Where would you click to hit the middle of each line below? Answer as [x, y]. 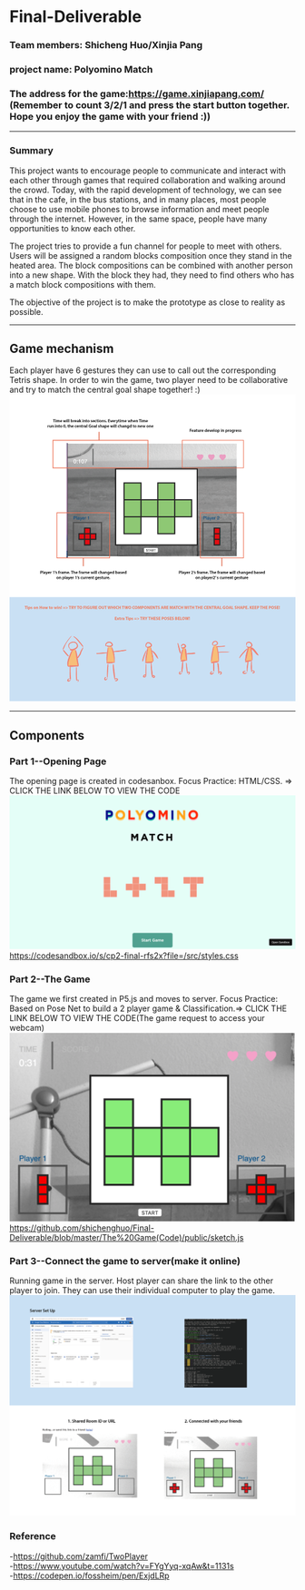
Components [47, 736]
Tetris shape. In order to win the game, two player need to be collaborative [149, 380]
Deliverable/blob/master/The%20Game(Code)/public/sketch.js [127, 1237]
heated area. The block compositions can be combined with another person [151, 265]
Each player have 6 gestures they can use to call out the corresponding [143, 370]
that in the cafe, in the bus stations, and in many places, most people [138, 199]
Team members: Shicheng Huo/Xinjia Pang [106, 45]
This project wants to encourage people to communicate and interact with [148, 171]
